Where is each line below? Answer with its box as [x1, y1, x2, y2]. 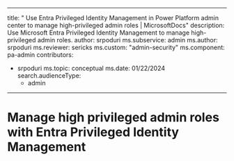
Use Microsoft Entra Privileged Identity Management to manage [7, 28, 190, 37]
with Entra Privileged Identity [7, 124, 180, 140]
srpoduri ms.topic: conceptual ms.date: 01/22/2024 [17, 64, 166, 72]
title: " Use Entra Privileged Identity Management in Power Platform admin [7, 14, 219, 22]
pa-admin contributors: [7, 51, 74, 59]
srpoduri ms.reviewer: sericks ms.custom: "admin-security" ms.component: [7, 43, 225, 51]
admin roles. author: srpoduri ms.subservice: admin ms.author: [37, 36, 218, 44]
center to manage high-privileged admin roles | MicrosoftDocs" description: [7, 22, 225, 29]
